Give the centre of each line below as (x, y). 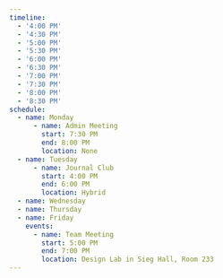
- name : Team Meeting (73, 234)
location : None (70, 151)
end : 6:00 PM (66, 185)
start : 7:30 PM (70, 135)
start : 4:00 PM (70, 176)
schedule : (28, 109)
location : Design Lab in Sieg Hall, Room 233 (128, 260)
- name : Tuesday (47, 159)
